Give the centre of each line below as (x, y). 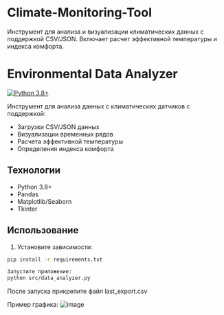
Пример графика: (33, 305)
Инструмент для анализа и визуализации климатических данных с (105, 32)
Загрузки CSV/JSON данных (58, 127)
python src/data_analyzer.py (49, 278)
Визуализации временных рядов (65, 134)
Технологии (34, 171)
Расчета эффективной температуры (70, 141)
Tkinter (27, 209)
